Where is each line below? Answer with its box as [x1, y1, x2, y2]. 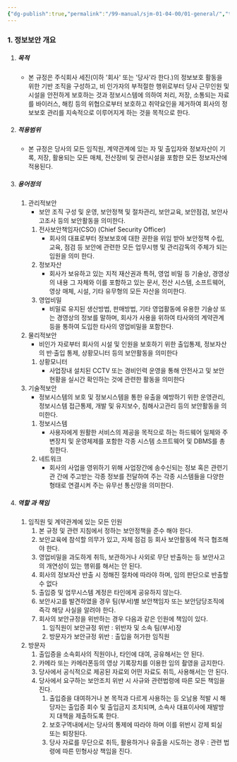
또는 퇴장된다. [49, 730, 87, 738]
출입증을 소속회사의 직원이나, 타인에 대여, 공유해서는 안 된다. [38, 650, 205, 658]
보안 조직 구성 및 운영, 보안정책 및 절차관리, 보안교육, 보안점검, [38, 207, 209, 216]
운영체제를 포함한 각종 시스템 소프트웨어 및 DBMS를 [75, 437, 218, 445]
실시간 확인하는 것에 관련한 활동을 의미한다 [68, 375, 186, 384]
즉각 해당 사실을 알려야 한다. [38, 606, 116, 615]
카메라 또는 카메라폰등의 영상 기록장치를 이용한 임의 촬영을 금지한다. [38, 659, 226, 667]
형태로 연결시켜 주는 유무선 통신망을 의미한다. [49, 481, 174, 490]
